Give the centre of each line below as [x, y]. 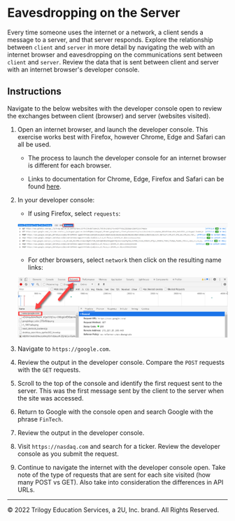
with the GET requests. [49, 370]
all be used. [34, 144]
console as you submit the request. [68, 454]
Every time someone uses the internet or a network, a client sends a [106, 32]
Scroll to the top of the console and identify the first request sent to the [120, 383]
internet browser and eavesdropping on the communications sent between [115, 55]
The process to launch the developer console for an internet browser [127, 158]
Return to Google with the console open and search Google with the [115, 412]
